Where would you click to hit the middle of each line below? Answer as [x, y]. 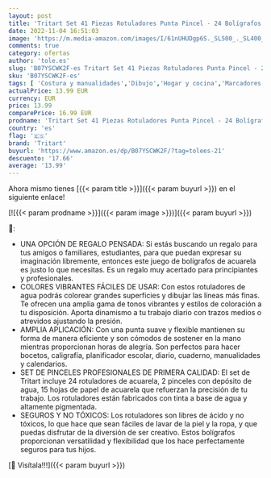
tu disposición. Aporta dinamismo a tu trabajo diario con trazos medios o [141, 313]
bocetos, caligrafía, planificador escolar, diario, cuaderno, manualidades [140, 355]
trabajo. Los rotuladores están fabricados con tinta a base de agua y [133, 398]
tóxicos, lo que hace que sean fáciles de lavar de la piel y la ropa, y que [139, 424]
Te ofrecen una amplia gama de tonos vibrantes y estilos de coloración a [141, 304]
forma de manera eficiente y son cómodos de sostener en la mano [131, 339]
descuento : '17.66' [41, 158]
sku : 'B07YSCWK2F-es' [45, 76]
